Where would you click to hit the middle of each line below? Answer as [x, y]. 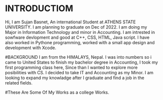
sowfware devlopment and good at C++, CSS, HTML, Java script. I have [77, 37]
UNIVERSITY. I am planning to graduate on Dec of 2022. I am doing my [76, 27]
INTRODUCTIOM [39, 8]
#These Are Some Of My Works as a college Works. [57, 92]
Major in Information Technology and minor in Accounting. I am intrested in [80, 32]
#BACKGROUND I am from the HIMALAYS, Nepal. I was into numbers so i [78, 57]
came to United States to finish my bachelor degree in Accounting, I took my [81, 62]
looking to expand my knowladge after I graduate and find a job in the [75, 78]
